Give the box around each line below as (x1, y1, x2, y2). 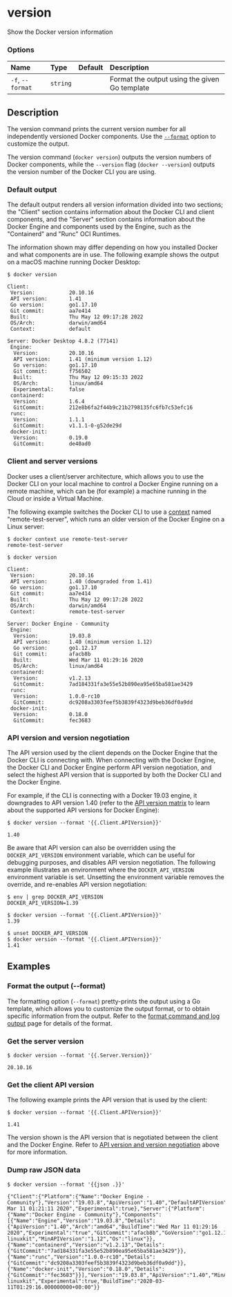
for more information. (7, 1148, 68, 1156)
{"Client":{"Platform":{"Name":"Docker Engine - (7, 1193, 150, 1200)
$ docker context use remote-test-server (7, 535, 128, 543)
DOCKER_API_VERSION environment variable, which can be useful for (7, 851, 195, 859)
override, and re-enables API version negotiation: (7, 880, 147, 888)
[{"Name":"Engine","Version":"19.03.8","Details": (7, 1217, 156, 1224)
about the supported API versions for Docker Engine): (7, 806, 160, 814)
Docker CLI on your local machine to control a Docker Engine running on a (7, 479, 219, 488)
